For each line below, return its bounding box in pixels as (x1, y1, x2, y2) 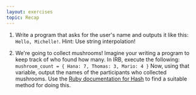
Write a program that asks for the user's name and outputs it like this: (15, 31, 189, 38)
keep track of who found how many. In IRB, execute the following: (15, 56, 180, 63)
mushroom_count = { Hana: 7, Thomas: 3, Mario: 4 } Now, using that (15, 62, 190, 70)
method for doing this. (15, 81, 71, 88)
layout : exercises (6, 8, 53, 15)
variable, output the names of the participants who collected (15, 68, 167, 76)
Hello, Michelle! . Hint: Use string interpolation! (15, 38, 136, 45)
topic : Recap (6, 15, 40, 21)
